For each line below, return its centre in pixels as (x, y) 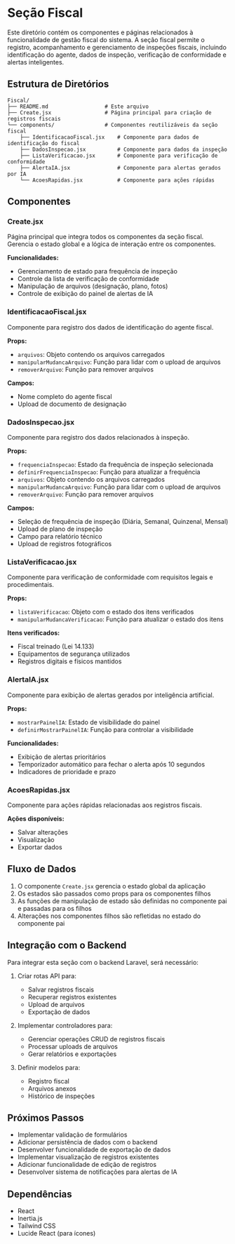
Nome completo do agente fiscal (65, 396)
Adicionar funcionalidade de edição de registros (87, 1165)
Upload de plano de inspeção (60, 529)
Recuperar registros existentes (72, 996)
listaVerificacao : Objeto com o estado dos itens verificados (106, 612)
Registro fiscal (49, 1081)
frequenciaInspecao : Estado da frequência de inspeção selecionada (115, 465)
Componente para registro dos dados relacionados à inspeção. (98, 438)
